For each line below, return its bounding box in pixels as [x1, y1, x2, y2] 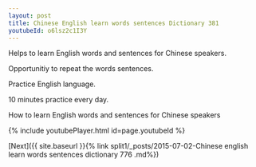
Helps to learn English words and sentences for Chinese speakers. [8, 49, 227, 58]
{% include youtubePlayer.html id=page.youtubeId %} [8, 125, 186, 136]
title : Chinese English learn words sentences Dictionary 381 [8, 19, 219, 27]
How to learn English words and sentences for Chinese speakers [8, 110, 221, 120]
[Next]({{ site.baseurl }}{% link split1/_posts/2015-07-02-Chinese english [8, 141, 249, 151]
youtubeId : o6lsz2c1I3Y [8, 26, 88, 34]
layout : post [8, 11, 52, 20]
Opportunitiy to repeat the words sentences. [8, 64, 154, 74]
